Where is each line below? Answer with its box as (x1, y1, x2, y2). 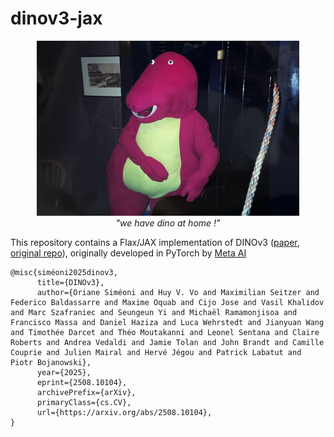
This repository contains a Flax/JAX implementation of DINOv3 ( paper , (10, 236, 300, 248)
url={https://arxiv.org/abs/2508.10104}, (36, 407, 213, 417)
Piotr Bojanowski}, (10, 357, 92, 367)
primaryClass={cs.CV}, (36, 397, 132, 407)
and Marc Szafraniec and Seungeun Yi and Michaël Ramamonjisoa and (10, 307, 298, 317)
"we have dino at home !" (115, 217, 221, 229)
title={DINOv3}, (36, 277, 105, 287)
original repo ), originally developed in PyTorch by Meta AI (10, 247, 247, 259)
